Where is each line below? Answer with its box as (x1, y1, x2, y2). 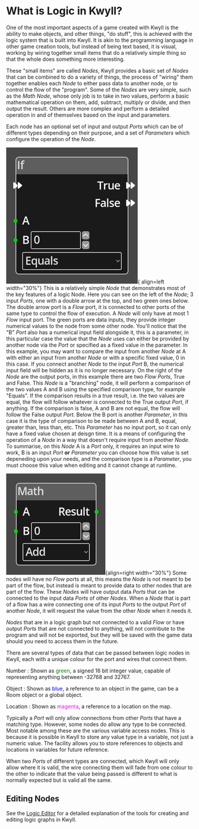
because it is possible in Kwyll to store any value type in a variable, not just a (6, 733, 194, 740)
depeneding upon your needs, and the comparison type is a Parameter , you (6, 455, 192, 462)
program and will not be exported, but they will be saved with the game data (6, 631, 192, 638)
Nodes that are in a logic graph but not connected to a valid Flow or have (6, 618, 185, 626)
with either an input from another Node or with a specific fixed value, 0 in (6, 354, 185, 361)
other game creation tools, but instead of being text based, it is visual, (6, 43, 177, 50)
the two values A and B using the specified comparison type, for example (6, 385, 186, 392)
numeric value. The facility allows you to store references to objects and (6, 740, 183, 747)
